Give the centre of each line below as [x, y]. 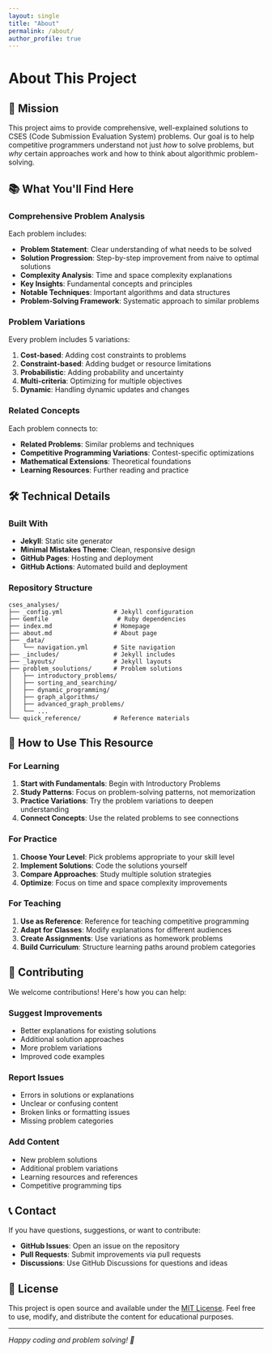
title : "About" [34, 23]
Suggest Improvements [55, 1013]
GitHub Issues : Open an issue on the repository [100, 1246]
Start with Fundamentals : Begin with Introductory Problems [120, 783]
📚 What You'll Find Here [71, 188]
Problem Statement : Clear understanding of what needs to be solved [136, 249]
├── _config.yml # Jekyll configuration [101, 612]
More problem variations [61, 1048]
